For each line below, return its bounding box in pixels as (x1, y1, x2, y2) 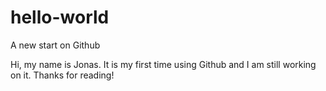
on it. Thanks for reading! (10, 69, 115, 81)
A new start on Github (10, 39, 101, 51)
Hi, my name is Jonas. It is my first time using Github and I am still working (10, 58, 317, 70)
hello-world (10, 6, 110, 29)
